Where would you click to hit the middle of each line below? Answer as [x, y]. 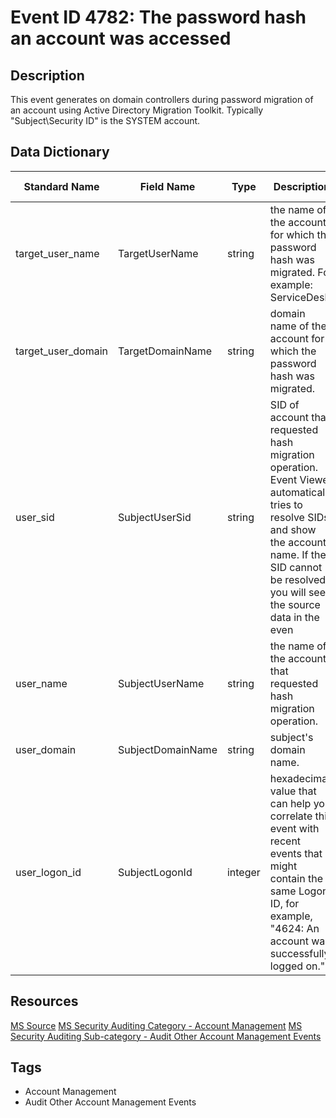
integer [243, 872]
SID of [284, 404]
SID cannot [296, 567]
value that [293, 791]
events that [296, 853]
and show [293, 529]
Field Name [167, 186]
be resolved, [299, 579]
